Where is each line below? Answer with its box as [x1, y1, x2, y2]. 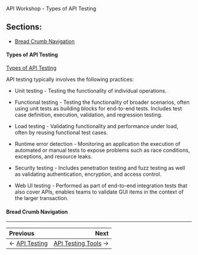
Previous [9, 230, 35, 238]
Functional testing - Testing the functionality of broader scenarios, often [14, 99, 190, 106]
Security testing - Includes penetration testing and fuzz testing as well [14, 165, 186, 172]
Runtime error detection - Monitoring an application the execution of [14, 140, 181, 148]
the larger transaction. [14, 195, 69, 202]
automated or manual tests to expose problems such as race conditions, [14, 147, 190, 154]
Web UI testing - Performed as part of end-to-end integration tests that [14, 182, 187, 189]
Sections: [6, 22, 42, 32]
